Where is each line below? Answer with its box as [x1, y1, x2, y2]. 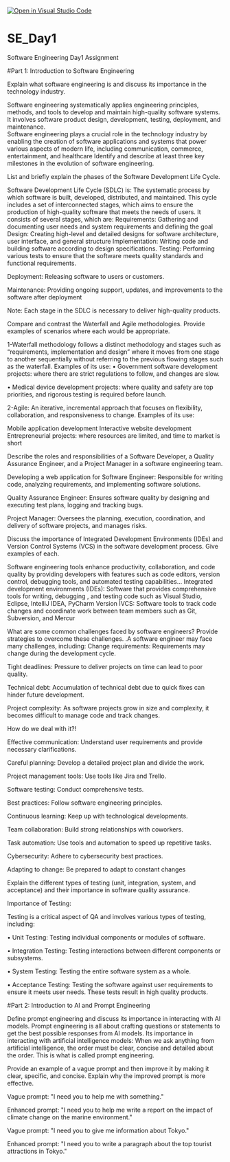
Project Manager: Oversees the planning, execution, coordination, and [7, 514, 205, 522]
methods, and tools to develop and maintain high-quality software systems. [7, 107, 220, 116]
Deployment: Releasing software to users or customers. [7, 272, 165, 280]
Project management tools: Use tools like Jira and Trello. [7, 772, 167, 780]
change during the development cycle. [7, 649, 117, 657]
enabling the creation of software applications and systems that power [7, 137, 207, 145]
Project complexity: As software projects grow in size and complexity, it [7, 704, 209, 712]
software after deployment [7, 293, 82, 301]
